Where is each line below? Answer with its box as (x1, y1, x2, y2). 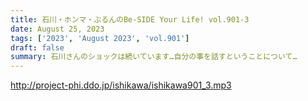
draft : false (10, 42, 65, 53)
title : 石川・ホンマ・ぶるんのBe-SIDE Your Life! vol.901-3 (10, 14, 250, 25)
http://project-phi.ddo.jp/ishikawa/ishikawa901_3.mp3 (10, 79, 232, 91)
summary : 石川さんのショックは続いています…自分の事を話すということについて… (10, 52, 298, 62)
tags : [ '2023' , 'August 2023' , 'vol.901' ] (10, 33, 190, 43)
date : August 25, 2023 (10, 24, 105, 34)
